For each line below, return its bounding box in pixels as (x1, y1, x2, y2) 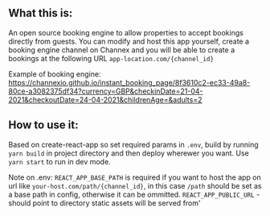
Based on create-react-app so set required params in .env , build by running (8, 139, 259, 149)
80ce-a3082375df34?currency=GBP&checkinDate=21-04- (8, 86, 203, 96)
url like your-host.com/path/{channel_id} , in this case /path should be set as (8, 181, 262, 190)
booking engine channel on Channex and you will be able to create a (8, 44, 235, 55)
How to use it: (8, 118, 79, 132)
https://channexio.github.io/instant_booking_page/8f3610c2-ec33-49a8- (8, 77, 251, 87)
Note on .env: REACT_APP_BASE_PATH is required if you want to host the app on (8, 172, 261, 182)
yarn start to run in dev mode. (8, 156, 111, 166)
